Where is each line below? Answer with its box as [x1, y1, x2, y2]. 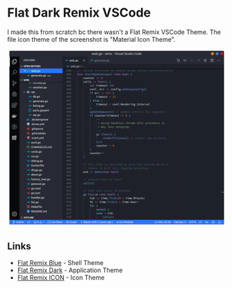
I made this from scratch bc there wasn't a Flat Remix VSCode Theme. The [7, 28, 221, 36]
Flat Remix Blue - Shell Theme [17, 259, 104, 267]
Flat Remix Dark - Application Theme [17, 266, 123, 275]
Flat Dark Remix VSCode [7, 5, 151, 21]
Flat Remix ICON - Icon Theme [17, 273, 105, 282]
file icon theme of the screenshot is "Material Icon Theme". [7, 35, 176, 43]
